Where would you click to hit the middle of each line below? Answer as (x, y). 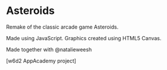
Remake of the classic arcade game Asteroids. (62, 27)
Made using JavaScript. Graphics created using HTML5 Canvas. (84, 38)
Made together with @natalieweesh (49, 49)
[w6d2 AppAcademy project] (41, 61)
